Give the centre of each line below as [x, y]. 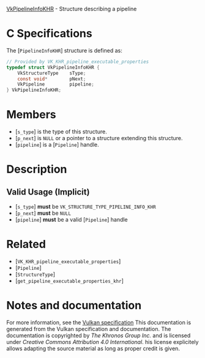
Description [37, 169]
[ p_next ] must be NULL [43, 213]
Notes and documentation [74, 306]
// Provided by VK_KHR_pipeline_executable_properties [78, 62]
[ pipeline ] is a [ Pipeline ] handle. [57, 145]
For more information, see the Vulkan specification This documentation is [99, 323]
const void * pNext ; [52, 79]
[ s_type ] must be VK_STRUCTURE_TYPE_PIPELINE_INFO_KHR [85, 207]
